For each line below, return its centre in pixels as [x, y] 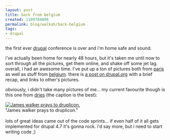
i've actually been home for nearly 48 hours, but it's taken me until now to [83, 58]
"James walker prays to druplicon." [42, 110]
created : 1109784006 [27, 19]
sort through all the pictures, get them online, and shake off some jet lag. [81, 63]
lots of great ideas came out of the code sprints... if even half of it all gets [82, 121]
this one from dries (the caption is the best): [51, 95]
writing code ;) [21, 132]
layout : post [19, 10]
